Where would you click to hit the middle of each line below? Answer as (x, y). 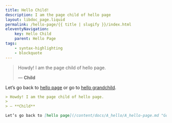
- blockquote (28, 53)
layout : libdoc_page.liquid (35, 19)
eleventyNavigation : (27, 29)
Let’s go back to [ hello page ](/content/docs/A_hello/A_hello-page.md (82, 116)
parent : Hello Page (35, 39)
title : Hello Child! (27, 10)
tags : (11, 44)
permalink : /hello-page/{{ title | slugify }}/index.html (68, 24)
